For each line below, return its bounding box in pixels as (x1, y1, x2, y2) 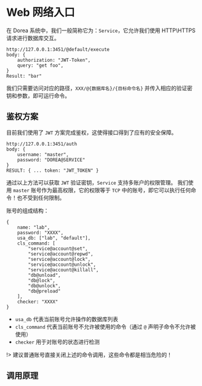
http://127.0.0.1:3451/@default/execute (6, 46, 110, 52)
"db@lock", (28, 277, 56, 283)
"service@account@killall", (28, 266, 99, 273)
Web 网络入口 (6, 5, 75, 19)
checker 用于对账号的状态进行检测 (15, 338, 100, 345)
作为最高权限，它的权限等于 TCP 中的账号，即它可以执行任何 (41, 186, 191, 194)
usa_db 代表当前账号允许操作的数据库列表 (15, 315, 118, 322)
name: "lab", (17, 224, 50, 231)
